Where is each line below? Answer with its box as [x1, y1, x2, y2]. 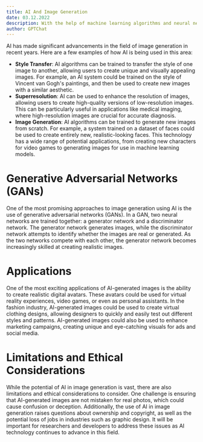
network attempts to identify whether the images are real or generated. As [6, 231, 192, 238]
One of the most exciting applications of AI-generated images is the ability [6, 285, 192, 292]
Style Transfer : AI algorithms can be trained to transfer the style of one [14, 61, 193, 68]
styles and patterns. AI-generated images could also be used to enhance [6, 317, 188, 324]
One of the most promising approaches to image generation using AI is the [6, 205, 192, 212]
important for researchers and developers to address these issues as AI [6, 422, 185, 430]
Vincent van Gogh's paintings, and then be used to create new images [14, 80, 190, 87]
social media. [6, 329, 39, 337]
